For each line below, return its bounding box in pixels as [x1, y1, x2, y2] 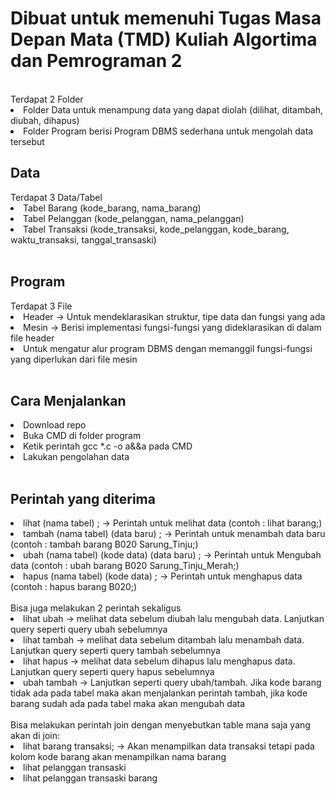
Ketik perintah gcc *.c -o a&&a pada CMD [23, 440, 193, 452]
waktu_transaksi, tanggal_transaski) [10, 233, 157, 246]
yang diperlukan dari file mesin [10, 353, 138, 365]
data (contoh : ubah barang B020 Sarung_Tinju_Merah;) [10, 560, 240, 572]
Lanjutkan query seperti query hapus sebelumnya [10, 666, 215, 678]
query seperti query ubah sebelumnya [10, 623, 168, 636]
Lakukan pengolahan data [23, 451, 130, 463]
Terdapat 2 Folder [10, 93, 84, 105]
